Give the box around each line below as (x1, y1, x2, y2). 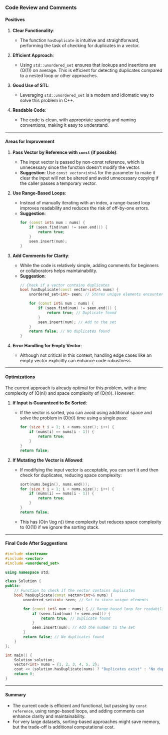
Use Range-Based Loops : (12, 190, 66, 196)
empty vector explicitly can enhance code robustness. (19, 358, 132, 364)
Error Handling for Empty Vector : (12, 343, 82, 349)
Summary (5, 691, 26, 697)
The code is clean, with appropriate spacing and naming (19, 117, 136, 123)
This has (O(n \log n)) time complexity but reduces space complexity (19, 519, 161, 525)
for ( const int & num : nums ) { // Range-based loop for (23, 606, 142, 611)
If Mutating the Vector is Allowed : (12, 457, 84, 463)
